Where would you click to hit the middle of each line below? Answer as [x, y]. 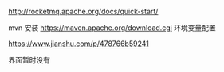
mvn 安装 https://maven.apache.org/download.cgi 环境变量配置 [112, 28]
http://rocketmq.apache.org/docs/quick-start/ [83, 11]
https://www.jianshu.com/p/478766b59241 [79, 44]
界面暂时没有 [29, 60]
